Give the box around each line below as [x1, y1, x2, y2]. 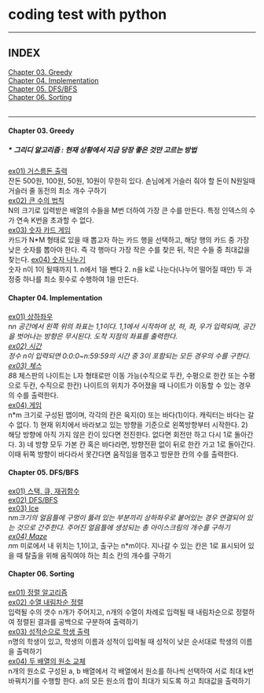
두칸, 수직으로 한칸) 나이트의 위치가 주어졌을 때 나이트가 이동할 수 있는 [22, 380, 237, 390]
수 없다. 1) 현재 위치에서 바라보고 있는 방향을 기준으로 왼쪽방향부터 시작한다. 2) [8, 419, 248, 429]
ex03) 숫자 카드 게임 [8, 226, 71, 235]
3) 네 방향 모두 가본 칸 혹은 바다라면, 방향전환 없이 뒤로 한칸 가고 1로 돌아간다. [18, 439, 255, 449]
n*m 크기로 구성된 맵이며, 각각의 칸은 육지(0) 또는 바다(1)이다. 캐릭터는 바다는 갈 [8, 410, 255, 419]
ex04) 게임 [8, 400, 42, 410]
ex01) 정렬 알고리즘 [8, 588, 68, 597]
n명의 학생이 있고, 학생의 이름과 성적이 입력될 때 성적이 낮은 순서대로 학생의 [8, 636, 238, 646]
